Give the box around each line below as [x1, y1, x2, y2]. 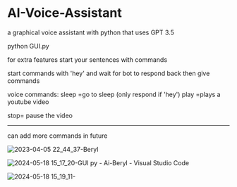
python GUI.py [7, 41, 49, 50]
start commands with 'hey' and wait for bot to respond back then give [7, 69, 210, 77]
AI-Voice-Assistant [7, 5, 122, 21]
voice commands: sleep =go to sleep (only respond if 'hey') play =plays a [7, 90, 221, 98]
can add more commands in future [7, 131, 108, 140]
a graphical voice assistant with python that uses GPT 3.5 [7, 28, 174, 37]
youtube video [7, 97, 49, 106]
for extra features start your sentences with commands [7, 55, 168, 64]
